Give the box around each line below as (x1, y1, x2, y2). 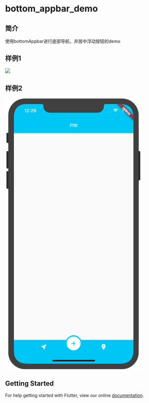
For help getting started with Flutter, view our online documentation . (5, 393, 144, 399)
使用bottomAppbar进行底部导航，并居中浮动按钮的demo (5, 38, 121, 44)
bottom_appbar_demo (5, 3, 98, 14)
